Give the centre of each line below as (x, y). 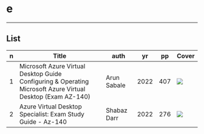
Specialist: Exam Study (52, 114)
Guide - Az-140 (43, 122)
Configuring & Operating (54, 81)
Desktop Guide (40, 74)
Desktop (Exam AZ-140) (55, 96)
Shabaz (117, 110)
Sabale (116, 85)
